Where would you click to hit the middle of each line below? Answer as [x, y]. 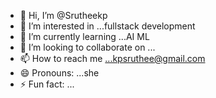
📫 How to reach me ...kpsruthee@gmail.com [112, 58]
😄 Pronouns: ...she [59, 73]
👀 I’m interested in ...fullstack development [107, 26]
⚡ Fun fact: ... [47, 84]
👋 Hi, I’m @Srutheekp [63, 15]
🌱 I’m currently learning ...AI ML [84, 36]
